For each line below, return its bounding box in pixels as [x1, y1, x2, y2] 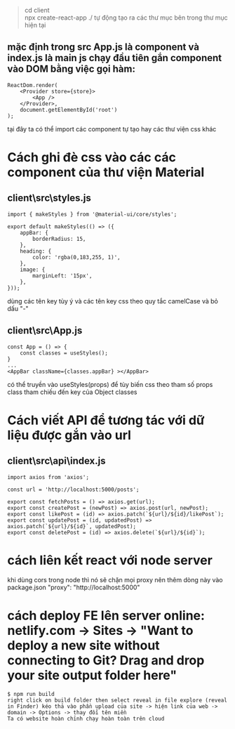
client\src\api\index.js [7, 455, 106, 467]
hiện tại [24, 21, 46, 29]
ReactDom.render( [7, 81, 58, 88]
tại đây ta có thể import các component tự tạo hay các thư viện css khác [7, 124, 217, 133]
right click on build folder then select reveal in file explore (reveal [7, 697, 228, 704]
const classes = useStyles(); [20, 349, 109, 357]
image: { [20, 266, 46, 273]
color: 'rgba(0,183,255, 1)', [32, 254, 121, 261]
